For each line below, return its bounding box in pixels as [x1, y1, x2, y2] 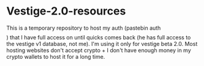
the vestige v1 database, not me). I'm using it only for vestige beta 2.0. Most [6, 40, 198, 47]
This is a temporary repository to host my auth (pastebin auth [6, 24, 161, 31]
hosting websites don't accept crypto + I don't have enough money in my [6, 47, 191, 54]
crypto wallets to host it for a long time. [6, 53, 105, 60]
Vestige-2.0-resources [6, 4, 126, 18]
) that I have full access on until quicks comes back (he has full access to [6, 33, 191, 41]
